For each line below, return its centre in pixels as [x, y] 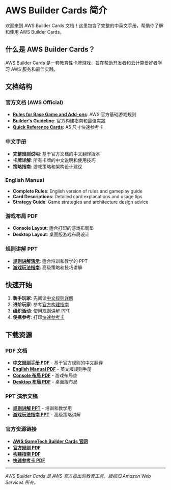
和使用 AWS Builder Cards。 [35, 32]
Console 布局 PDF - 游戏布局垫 [45, 375]
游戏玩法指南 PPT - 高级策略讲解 [47, 415]
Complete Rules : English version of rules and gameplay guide [77, 191]
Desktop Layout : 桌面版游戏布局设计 [51, 234]
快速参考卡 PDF [29, 460]
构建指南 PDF [26, 454]
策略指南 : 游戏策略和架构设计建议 [47, 167]
